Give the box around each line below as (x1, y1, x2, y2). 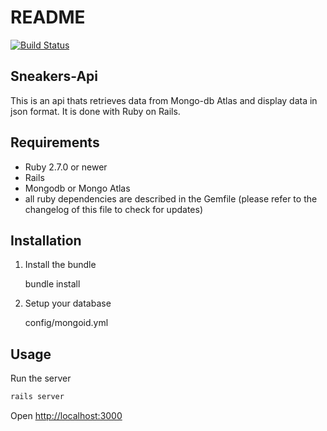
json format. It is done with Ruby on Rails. (10, 105, 181, 117)
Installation (10, 232, 82, 249)
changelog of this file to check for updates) (24, 203, 204, 215)
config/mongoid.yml (24, 317, 109, 329)
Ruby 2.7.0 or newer (24, 161, 108, 173)
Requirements (10, 134, 100, 151)
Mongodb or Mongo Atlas (24, 182, 131, 194)
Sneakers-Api (10, 68, 98, 85)
